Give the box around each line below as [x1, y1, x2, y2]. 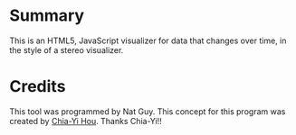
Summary [9, 5, 84, 26]
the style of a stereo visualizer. [9, 44, 124, 55]
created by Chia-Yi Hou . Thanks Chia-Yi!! [9, 115, 163, 126]
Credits [9, 76, 66, 97]
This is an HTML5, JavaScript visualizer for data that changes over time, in [9, 35, 287, 46]
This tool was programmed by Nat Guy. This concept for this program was [9, 105, 286, 117]
